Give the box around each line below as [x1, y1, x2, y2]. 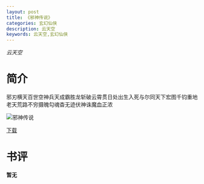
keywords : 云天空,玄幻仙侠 [6, 31, 69, 38]
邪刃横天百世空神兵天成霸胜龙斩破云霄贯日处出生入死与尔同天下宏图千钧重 [6, 93, 192, 100]
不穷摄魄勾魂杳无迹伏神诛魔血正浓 [27, 101, 113, 108]
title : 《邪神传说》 [6, 15, 53, 21]
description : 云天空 [6, 25, 56, 32]
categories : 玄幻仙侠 [6, 20, 58, 26]
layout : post [6, 8, 39, 15]
